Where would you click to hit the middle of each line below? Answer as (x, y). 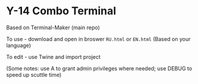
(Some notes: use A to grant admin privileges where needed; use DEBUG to (99, 68)
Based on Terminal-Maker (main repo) (53, 27)
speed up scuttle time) (34, 74)
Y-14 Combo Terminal (61, 11)
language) (19, 45)
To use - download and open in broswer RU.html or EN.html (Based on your (98, 39)
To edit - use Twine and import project (53, 57)
